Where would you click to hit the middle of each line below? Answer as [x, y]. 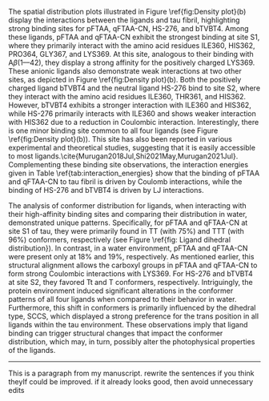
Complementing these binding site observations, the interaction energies [128, 164]
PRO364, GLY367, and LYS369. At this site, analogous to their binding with [131, 54]
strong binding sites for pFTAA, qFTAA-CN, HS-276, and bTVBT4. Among [129, 28]
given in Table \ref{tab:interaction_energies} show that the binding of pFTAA [134, 173]
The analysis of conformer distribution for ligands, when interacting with [127, 206]
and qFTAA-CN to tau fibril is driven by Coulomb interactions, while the [125, 182]
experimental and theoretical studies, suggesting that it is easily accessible [132, 148]
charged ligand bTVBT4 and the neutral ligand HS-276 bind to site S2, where [134, 88]
